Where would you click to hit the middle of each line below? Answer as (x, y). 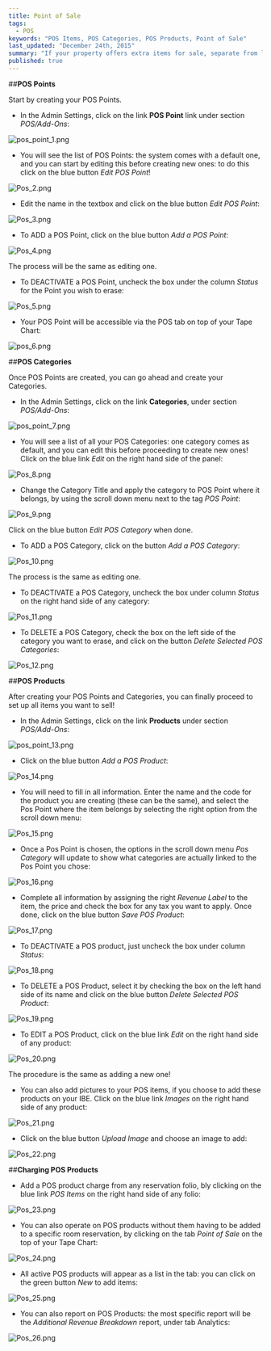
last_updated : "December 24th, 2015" (72, 46)
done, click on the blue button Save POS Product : (102, 915)
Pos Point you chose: (55, 866)
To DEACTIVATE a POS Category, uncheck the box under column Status (140, 592)
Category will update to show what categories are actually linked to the (138, 857)
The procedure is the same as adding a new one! (90, 1074)
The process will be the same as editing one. (83, 266)
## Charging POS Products (53, 1169)
